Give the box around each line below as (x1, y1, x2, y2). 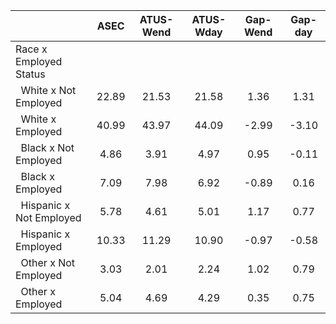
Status (15, 67, 46, 81)
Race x (15, 42, 48, 56)
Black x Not (20, 141, 75, 154)
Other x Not (20, 256, 76, 269)
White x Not (20, 84, 77, 97)
